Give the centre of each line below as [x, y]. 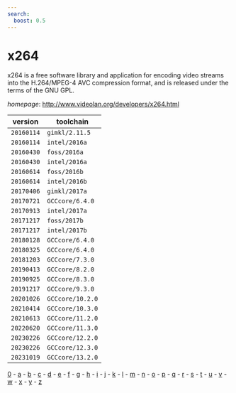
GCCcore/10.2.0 [73, 299]
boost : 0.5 [30, 21]
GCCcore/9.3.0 [71, 289]
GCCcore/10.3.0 [73, 309]
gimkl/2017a [67, 192]
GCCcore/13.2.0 [73, 357]
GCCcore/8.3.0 [71, 279]
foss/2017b [65, 221]
